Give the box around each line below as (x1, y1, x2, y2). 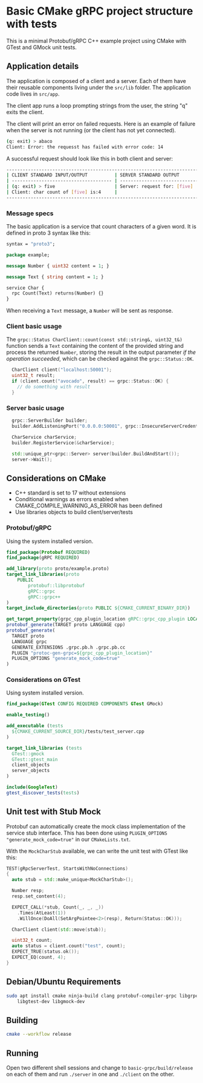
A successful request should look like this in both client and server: (6, 155, 173, 162)
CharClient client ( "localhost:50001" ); (11, 367, 112, 373)
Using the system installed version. (6, 538, 94, 545)
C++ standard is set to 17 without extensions (14, 489, 126, 496)
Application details (6, 61, 79, 72)
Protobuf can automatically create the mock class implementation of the (6, 822, 186, 830)
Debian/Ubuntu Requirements (6, 977, 121, 987)
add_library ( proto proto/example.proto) (6, 565, 110, 572)
